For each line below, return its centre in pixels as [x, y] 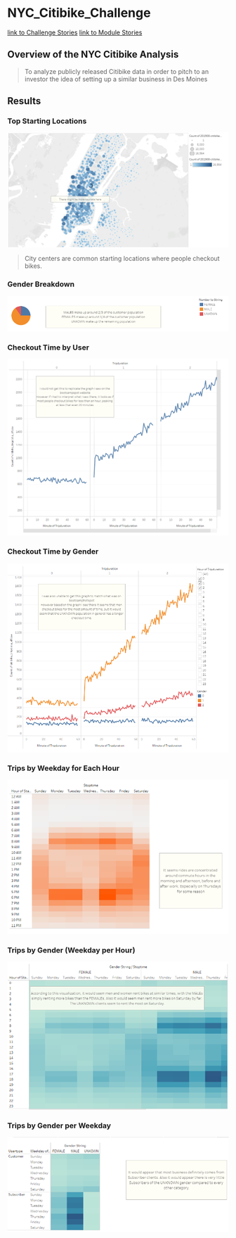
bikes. [33, 266]
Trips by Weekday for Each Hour [64, 768]
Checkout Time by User [48, 347]
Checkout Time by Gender [53, 551]
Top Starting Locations [47, 121]
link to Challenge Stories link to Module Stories [75, 32]
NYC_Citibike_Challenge [79, 13]
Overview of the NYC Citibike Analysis [93, 55]
